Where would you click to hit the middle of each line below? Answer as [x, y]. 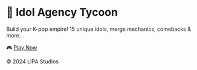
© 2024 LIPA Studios [33, 61]
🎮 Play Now [22, 47]
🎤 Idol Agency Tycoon [62, 12]
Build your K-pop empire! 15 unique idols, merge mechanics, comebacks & [99, 29]
